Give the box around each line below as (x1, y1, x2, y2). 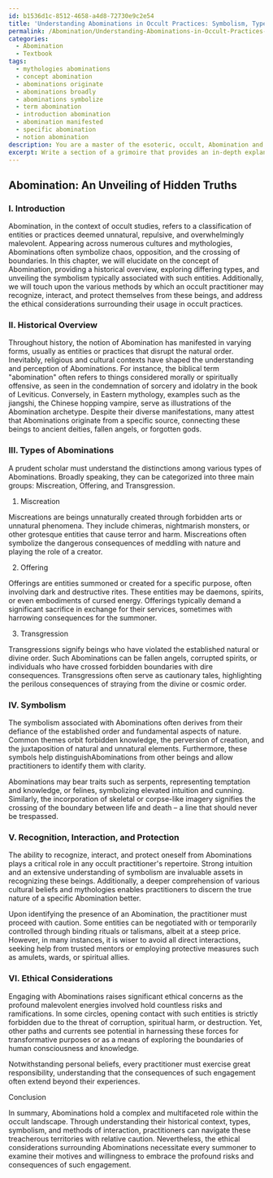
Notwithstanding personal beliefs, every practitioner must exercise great (8, 1059, 251, 1069)
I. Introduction (8, 203, 66, 214)
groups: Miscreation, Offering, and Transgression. (8, 480, 175, 490)
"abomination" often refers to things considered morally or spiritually (8, 372, 238, 383)
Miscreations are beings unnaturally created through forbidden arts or (8, 512, 242, 522)
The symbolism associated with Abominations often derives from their (8, 717, 243, 727)
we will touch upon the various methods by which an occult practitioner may (8, 282, 264, 291)
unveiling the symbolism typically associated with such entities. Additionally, (8, 274, 264, 283)
